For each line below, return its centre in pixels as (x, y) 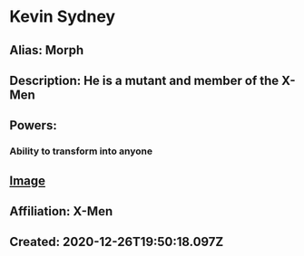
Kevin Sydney (63, 17)
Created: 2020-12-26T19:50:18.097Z (117, 242)
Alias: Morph (47, 50)
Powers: (33, 125)
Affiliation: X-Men (61, 211)
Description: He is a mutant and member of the (144, 80)
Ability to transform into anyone (81, 151)
